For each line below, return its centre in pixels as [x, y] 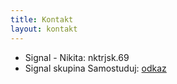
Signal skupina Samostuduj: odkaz [95, 68]
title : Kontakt [42, 19]
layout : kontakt [44, 29]
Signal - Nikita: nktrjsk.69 [77, 57]
